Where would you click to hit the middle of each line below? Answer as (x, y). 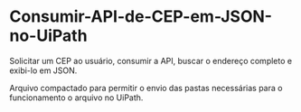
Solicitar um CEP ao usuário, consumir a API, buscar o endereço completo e (150, 61)
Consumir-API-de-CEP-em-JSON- (141, 17)
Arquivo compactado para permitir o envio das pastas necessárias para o (146, 88)
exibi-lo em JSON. (43, 70)
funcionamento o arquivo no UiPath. (76, 98)
